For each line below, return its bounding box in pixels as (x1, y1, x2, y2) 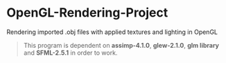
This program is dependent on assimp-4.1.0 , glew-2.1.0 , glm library (23, 41, 220, 49)
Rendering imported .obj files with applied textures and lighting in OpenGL (6, 28, 218, 36)
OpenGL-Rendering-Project (6, 5, 168, 21)
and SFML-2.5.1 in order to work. (23, 48, 118, 57)
